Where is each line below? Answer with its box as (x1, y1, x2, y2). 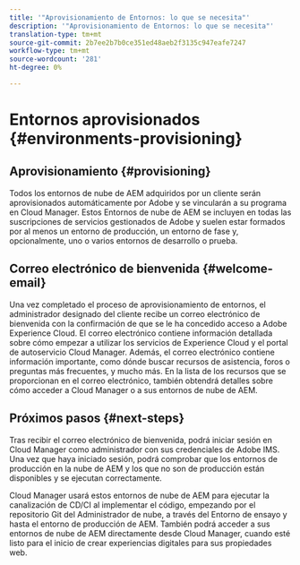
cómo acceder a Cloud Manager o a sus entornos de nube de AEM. (9, 384, 258, 395)
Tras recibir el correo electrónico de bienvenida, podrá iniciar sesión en (9, 434, 273, 445)
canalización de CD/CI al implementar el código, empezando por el (9, 499, 256, 510)
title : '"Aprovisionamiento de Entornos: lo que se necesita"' (9, 13, 251, 22)
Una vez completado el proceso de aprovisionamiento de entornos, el (9, 299, 266, 310)
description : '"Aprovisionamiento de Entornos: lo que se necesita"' (9, 21, 275, 30)
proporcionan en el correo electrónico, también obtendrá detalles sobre (9, 375, 273, 386)
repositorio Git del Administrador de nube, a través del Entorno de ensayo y (9, 509, 288, 519)
